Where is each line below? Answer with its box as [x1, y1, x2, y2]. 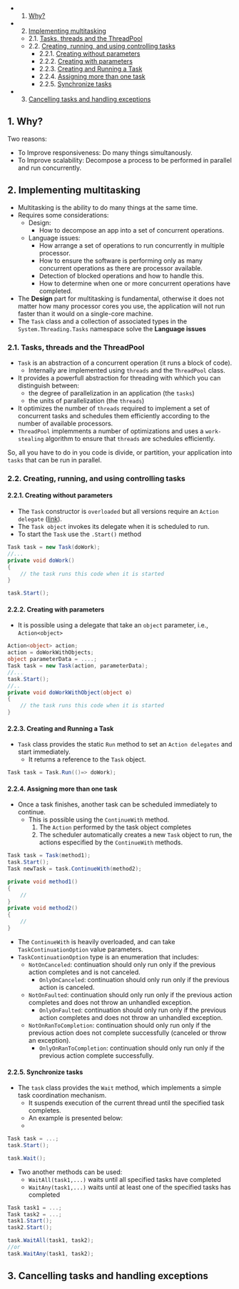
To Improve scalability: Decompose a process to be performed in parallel [17, 156, 232, 164]
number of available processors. [17, 419, 113, 428]
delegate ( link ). [17, 515, 63, 523]
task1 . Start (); [7, 1218, 53, 1225]
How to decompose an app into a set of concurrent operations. [39, 226, 225, 234]
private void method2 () [7, 904, 78, 912]
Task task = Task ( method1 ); [7, 852, 91, 859]
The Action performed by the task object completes [39, 823, 191, 831]
